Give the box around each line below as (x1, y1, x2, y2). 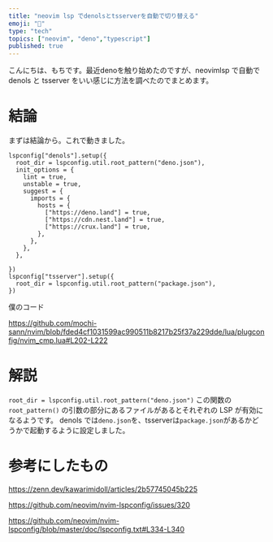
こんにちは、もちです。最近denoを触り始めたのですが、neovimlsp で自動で (8, 66, 261, 76)
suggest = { (23, 188, 63, 196)
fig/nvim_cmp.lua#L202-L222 (8, 336, 108, 345)
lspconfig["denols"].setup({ (8, 152, 107, 160)
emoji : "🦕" (8, 20, 45, 28)
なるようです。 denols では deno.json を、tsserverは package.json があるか (8, 415, 252, 425)
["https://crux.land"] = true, (44, 223, 151, 232)
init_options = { (15, 166, 75, 175)
